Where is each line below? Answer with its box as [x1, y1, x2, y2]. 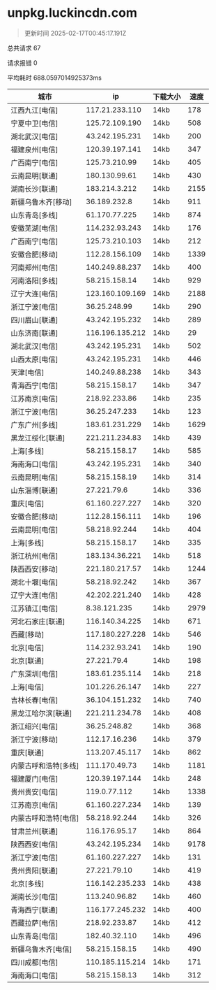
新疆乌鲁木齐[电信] [10, 944, 72, 954]
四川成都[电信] [10, 957, 59, 967]
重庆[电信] [10, 498, 45, 508]
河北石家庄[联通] [10, 617, 65, 626]
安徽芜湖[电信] [10, 223, 59, 233]
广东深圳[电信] [10, 669, 59, 679]
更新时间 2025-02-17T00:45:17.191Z [24, 29, 127, 37]
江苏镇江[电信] [10, 603, 59, 613]
